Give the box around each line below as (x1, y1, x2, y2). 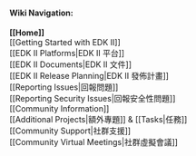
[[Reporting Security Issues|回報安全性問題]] (9, 93, 176, 104)
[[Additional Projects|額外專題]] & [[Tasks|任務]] (9, 114, 188, 125)
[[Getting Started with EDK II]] (9, 37, 121, 48)
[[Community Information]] (9, 103, 110, 114)
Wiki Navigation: (9, 7, 74, 18)
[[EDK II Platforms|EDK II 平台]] (9, 48, 125, 59)
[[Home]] (9, 27, 45, 38)
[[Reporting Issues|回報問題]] (9, 82, 119, 93)
